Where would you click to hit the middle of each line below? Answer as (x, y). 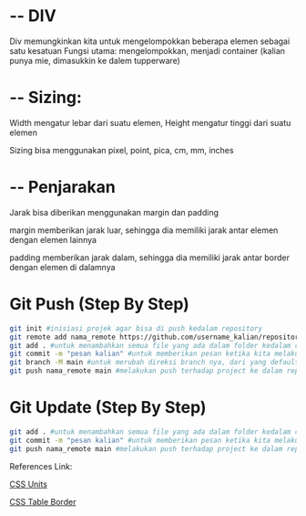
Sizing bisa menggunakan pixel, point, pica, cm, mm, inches (122, 150)
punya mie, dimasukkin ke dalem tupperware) (95, 60)
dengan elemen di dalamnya (62, 267)
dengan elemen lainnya (53, 239)
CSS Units (29, 484)
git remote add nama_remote (63, 337)
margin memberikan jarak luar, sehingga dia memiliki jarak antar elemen (144, 230)
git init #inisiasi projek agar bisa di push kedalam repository (136, 328)
